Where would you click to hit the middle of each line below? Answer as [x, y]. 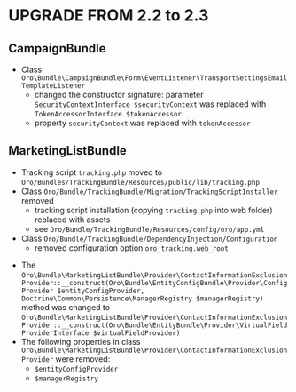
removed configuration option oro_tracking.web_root [132, 248]
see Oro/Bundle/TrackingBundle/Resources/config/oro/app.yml [149, 228]
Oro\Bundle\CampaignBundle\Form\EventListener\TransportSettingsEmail [154, 78]
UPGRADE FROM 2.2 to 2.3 [109, 16]
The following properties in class [81, 341]
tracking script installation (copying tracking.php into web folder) [153, 210]
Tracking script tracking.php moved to [92, 172]
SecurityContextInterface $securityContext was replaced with [150, 104]
